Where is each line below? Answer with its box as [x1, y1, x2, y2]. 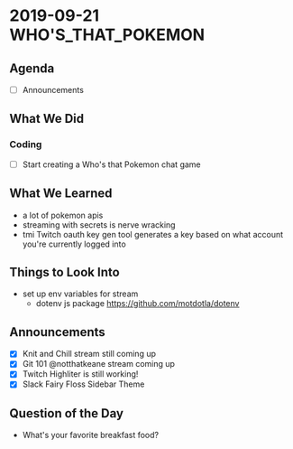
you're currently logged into [22, 239, 126, 249]
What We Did [9, 111, 85, 126]
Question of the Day [9, 406, 124, 421]
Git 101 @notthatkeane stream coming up [22, 359, 176, 369]
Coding [9, 138, 42, 151]
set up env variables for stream [22, 288, 139, 299]
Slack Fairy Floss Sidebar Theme [22, 379, 145, 389]
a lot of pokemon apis [22, 210, 104, 220]
